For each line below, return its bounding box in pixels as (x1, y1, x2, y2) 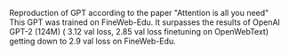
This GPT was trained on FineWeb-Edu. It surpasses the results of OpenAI (9, 17, 280, 27)
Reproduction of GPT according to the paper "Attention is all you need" (9, 8, 269, 18)
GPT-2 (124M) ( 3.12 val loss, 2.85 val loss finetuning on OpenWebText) (9, 27, 269, 36)
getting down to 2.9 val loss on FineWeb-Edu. (9, 35, 176, 46)
